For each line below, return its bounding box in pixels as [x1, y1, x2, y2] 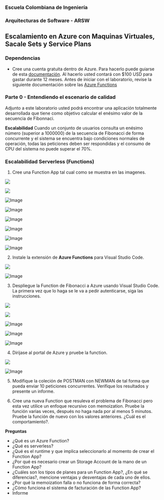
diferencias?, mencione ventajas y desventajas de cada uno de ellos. [12, 474, 151, 480]
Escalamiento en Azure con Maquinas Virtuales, [5, 32, 155, 41]
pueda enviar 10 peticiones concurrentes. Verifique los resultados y [12, 383, 148, 389]
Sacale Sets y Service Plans [5, 40, 92, 48]
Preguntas [5, 428, 27, 434]
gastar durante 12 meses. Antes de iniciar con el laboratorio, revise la [12, 76, 152, 82]
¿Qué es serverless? [12, 443, 54, 449]
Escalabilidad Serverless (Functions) [5, 158, 94, 165]
